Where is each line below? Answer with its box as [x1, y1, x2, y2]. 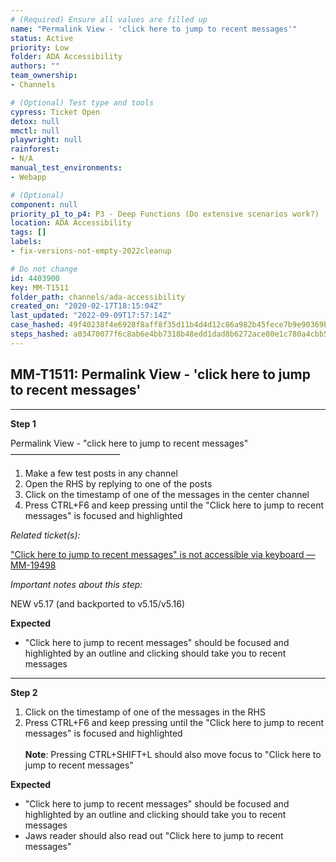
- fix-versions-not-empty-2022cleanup [10, 246, 172, 256]
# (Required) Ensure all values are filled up [10, 14, 208, 25]
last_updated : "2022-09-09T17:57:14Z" [10, 311, 172, 321]
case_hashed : [10, 320, 65, 330]
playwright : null [10, 135, 83, 145]
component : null [10, 199, 78, 210]
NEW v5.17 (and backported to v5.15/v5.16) [10, 597, 185, 610]
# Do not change [10, 264, 78, 274]
